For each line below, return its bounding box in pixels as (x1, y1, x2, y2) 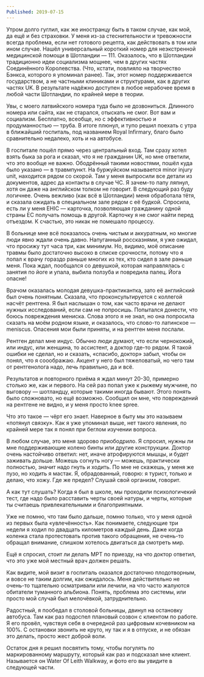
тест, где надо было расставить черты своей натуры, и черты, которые (6, 494, 192, 502)
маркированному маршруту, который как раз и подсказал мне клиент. (6, 650, 191, 658)
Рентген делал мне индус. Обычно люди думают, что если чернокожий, (6, 337, 194, 344)
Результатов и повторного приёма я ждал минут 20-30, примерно (6, 375, 180, 382)
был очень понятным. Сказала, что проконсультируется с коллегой (6, 293, 183, 300)
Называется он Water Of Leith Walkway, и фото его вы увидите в (6, 657, 172, 664)
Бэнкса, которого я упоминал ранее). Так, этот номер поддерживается (6, 71, 192, 78)
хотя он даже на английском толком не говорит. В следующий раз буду (6, 185, 194, 193)
